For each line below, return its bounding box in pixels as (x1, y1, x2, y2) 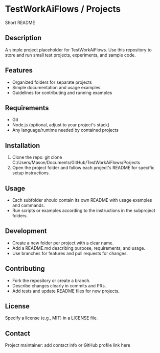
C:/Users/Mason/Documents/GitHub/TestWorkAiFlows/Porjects (12, 160, 140, 165)
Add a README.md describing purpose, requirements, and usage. (12, 245, 145, 251)
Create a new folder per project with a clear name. (12, 240, 114, 246)
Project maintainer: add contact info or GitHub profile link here (5, 342, 131, 348)
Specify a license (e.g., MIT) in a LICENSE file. (5, 315, 98, 321)
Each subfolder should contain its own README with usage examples (12, 197, 153, 203)
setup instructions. (12, 170, 50, 176)
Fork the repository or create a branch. (12, 278, 91, 283)
